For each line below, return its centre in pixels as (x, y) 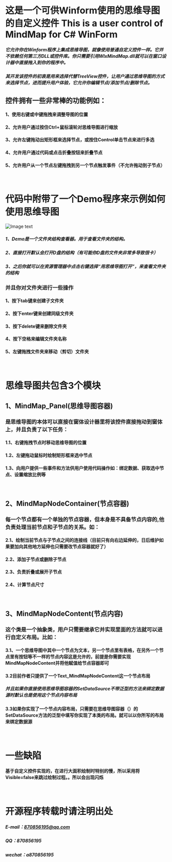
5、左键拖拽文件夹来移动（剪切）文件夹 (47, 351)
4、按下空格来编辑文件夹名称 (36, 339)
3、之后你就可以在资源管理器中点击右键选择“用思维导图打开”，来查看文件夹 (86, 266)
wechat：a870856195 (29, 855)
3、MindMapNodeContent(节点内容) (64, 613)
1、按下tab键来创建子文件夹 (35, 301)
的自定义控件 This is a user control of (84, 23)
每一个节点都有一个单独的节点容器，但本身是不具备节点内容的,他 (85, 519)
